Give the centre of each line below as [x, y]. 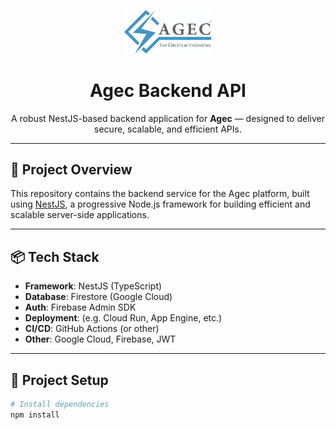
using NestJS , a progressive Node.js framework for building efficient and [160, 204]
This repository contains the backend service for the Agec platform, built [160, 194]
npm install [35, 415]
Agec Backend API [168, 90]
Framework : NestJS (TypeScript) [93, 286]
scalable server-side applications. [80, 215]
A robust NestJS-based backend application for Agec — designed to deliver [168, 118]
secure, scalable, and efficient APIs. [168, 129]
